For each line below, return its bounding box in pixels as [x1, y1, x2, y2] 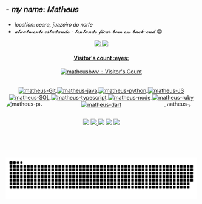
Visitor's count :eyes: [73, 55, 129, 62]
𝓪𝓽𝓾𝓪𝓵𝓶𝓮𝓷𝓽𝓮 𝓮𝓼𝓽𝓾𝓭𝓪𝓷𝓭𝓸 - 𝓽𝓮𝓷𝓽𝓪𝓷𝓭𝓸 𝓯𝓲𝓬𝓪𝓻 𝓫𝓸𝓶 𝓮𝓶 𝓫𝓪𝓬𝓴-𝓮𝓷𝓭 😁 [14, 27, 163, 35]
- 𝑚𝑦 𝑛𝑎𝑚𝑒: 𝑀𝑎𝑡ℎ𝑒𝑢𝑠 [5, 4, 79, 15]
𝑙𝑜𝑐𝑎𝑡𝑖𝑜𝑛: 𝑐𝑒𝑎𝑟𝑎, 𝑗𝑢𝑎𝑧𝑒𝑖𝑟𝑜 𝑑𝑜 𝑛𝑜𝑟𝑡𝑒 [14, 21, 93, 28]
